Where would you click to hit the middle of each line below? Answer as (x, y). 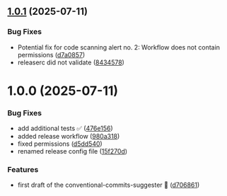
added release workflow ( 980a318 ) (69, 137)
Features (23, 170)
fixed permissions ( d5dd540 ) (60, 144)
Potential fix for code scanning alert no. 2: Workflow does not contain (119, 47)
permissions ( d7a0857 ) (51, 54)
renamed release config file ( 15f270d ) (72, 151)
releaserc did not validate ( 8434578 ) (71, 62)
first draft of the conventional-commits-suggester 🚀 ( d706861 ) (109, 185)
